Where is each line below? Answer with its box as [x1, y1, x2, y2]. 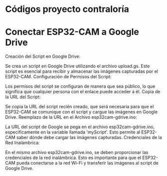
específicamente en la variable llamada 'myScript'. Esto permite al [5, 129, 141, 135]
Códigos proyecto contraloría [5, 3, 130, 15]
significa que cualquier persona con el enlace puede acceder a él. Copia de [5, 89, 161, 95]
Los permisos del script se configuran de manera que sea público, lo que [5, 83, 156, 89]
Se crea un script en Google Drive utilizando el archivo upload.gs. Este [5, 63, 150, 69]
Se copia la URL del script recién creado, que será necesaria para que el [5, 104, 154, 110]
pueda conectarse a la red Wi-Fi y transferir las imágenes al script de [16, 160, 159, 166]
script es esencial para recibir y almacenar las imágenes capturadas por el [5, 68, 159, 74]
